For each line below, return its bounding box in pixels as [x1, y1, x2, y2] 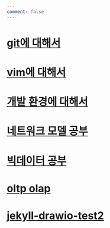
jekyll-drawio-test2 [7, 209, 104, 222]
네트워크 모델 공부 [7, 124, 88, 138]
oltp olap [7, 182, 51, 195]
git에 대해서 [7, 36, 61, 49]
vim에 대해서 [7, 66, 66, 79]
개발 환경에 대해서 [7, 95, 88, 109]
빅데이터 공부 [7, 154, 67, 167]
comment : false [7, 8, 44, 15]
